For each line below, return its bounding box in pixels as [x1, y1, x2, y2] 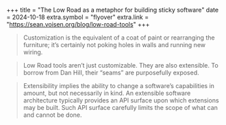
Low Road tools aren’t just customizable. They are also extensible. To [23, 61, 218, 69]
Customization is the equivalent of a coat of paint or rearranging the [23, 33, 215, 42]
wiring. [23, 48, 43, 56]
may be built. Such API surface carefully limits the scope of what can [23, 104, 218, 111]
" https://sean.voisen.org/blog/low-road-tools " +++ [6, 20, 150, 28]
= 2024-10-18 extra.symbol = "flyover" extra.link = [6, 13, 149, 21]
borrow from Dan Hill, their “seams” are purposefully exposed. [23, 68, 199, 77]
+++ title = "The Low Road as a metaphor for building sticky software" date [6, 6, 219, 14]
